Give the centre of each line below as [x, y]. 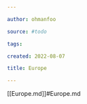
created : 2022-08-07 [36, 56]
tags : [15, 44]
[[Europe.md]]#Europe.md [44, 94]
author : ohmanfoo [32, 19]
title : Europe [27, 69]
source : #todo [27, 31]
